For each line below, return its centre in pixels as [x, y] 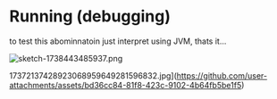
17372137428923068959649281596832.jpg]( [93, 75]
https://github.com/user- [222, 75]
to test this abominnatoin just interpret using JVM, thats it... [118, 41]
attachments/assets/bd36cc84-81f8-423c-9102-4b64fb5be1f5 [126, 85]
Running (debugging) [90, 16]
